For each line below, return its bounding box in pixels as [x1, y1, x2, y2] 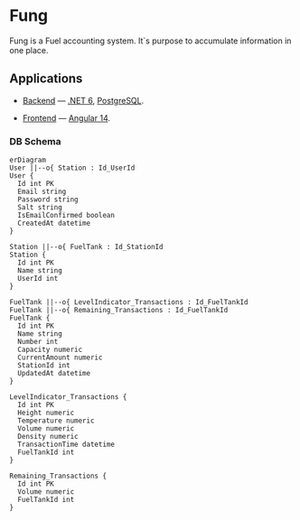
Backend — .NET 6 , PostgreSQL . [22, 95, 145, 106]
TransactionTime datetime [17, 440, 116, 450]
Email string [17, 187, 67, 197]
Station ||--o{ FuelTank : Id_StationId [9, 243, 164, 252]
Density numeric [17, 432, 79, 441]
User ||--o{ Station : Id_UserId [9, 163, 136, 172]
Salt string [17, 203, 63, 212]
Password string [17, 195, 79, 204]
